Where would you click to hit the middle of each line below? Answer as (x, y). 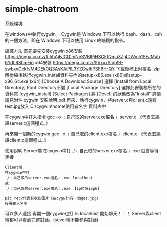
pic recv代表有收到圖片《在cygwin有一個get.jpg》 (52, 198)
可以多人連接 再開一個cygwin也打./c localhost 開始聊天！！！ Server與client (83, 213)
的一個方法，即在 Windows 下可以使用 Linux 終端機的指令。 (67, 40)
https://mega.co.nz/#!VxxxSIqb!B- (88, 62)
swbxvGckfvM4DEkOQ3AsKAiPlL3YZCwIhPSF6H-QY (60, 69)
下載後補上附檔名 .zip (138, 69)
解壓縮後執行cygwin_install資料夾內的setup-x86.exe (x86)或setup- (74, 75)
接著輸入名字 (16, 203)
